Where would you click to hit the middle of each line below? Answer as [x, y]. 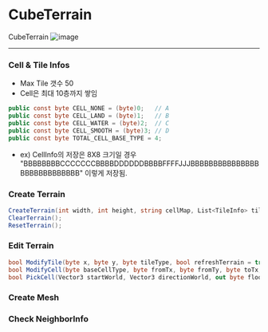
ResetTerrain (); [35, 225]
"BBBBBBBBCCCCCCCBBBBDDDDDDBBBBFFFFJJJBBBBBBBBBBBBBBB [139, 163]
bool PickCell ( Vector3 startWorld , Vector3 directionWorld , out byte [126, 277]
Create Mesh [34, 298]
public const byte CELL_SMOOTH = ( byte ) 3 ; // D [89, 130]
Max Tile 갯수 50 [47, 83]
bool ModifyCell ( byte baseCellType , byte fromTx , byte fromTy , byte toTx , [135, 270]
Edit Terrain [31, 246]
